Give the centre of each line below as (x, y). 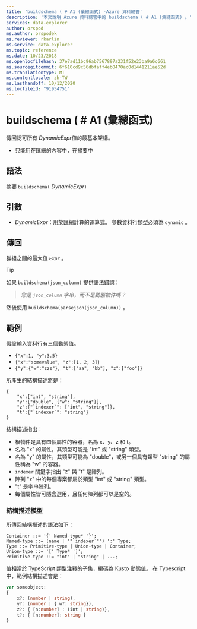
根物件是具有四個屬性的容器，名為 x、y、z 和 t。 (74, 442)
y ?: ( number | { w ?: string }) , (55, 603)
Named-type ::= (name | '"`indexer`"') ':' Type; (69, 541)
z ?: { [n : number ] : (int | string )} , (63, 609)
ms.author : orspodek (32, 34)
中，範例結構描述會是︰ (35, 576)
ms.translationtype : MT (36, 72)
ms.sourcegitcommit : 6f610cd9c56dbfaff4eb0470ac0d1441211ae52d (86, 67)
